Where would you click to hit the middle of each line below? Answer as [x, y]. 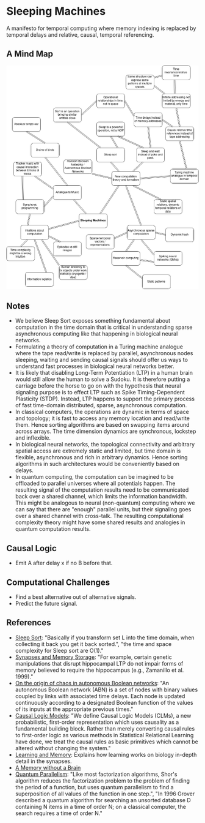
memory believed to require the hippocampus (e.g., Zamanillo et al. [99, 670]
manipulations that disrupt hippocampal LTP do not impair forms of [99, 663]
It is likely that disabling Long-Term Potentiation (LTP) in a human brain [104, 373]
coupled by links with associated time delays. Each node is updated [100, 696]
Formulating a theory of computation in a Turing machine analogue [99, 347]
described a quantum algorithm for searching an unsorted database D [103, 800]
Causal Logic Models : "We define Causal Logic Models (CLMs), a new [103, 715]
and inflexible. [33, 438]
